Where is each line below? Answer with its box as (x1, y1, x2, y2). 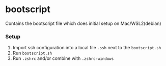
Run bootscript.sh (12, 50, 52, 56)
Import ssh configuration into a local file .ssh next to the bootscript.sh (12, 45, 161, 51)
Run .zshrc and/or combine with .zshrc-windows (12, 55, 114, 61)
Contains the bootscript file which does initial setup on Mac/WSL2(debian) (5, 20, 161, 26)
